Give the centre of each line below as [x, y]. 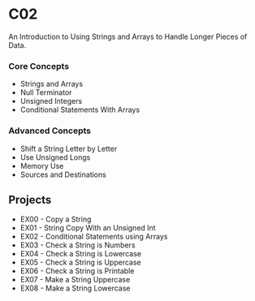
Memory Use [42, 166]
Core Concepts [39, 66]
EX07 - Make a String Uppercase [75, 280]
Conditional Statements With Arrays [80, 110]
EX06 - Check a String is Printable [77, 271]
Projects [30, 200]
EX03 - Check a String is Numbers [78, 245]
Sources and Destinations [63, 174]
